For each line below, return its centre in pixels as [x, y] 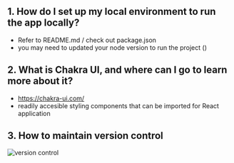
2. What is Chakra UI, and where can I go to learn [117, 70]
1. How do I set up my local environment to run [112, 12]
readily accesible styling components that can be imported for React [118, 105]
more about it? [40, 81]
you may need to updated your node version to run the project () [112, 47]
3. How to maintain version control [86, 136]
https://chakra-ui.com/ [51, 98]
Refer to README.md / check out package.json [87, 40]
